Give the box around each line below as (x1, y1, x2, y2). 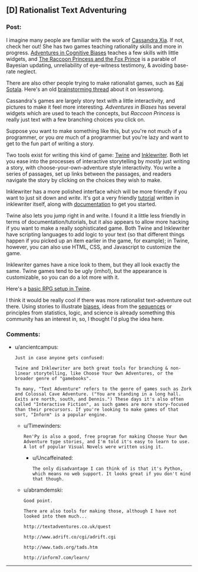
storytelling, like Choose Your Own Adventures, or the (33, 370, 174, 376)
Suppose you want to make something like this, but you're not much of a (6, 127, 182, 134)
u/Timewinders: (23, 422, 62, 429)
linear (14, 370, 31, 376)
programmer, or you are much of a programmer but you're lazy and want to (6, 134, 189, 141)
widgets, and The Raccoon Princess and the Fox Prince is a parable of (6, 55, 177, 62)
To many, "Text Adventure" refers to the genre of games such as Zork (14, 386, 192, 392)
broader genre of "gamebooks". (14, 375, 92, 381)
